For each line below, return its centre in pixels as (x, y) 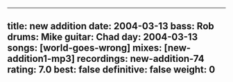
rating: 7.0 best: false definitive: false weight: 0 (111, 70)
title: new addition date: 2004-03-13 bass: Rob (111, 26)
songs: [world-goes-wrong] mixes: (85, 48)
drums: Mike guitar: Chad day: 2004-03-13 (103, 37)
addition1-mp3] (41, 59)
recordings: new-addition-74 (140, 59)
